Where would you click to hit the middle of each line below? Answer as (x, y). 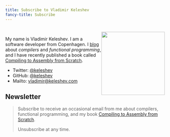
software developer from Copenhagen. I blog (52, 44)
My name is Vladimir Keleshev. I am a (44, 39)
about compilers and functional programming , (53, 50)
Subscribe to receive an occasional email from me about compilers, (88, 109)
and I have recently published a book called (51, 55)
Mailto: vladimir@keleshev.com (45, 81)
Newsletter (23, 97)
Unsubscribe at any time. (44, 129)
